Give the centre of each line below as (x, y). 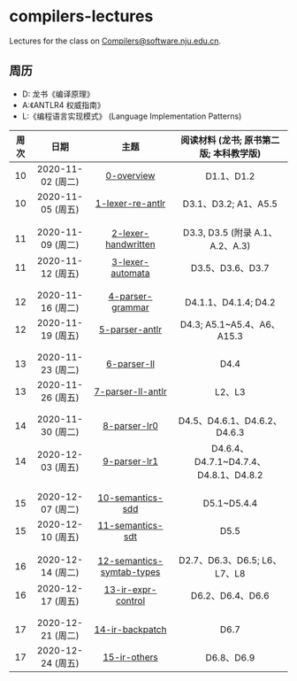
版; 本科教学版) (230, 153)
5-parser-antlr (130, 329)
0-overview (130, 175)
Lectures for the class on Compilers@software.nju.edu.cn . (115, 41)
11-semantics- (130, 525)
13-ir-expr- (130, 589)
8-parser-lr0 (131, 425)
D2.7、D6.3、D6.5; (219, 560)
